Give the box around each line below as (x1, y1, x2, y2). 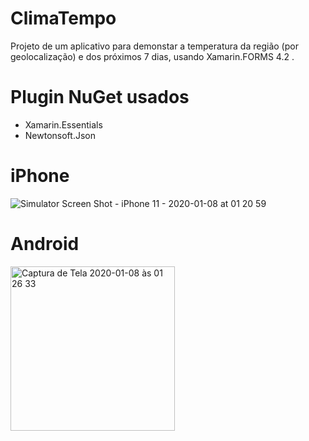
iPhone (10, 165, 70, 187)
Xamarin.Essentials (24, 118, 103, 131)
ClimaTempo (10, 7, 117, 30)
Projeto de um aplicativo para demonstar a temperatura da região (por (10, 40, 299, 52)
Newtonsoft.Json (24, 129, 96, 141)
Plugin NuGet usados (10, 86, 190, 109)
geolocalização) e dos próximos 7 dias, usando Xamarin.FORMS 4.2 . (10, 50, 295, 62)
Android (10, 233, 80, 255)
